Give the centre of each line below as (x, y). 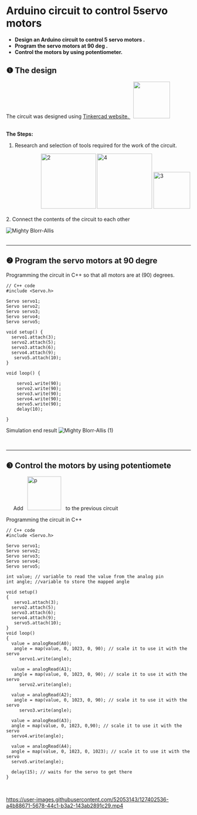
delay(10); (30, 409)
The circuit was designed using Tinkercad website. (67, 116)
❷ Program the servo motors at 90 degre (82, 261)
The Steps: (20, 134)
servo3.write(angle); (45, 710)
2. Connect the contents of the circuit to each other (68, 219)
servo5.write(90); (39, 404)
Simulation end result (32, 430)
